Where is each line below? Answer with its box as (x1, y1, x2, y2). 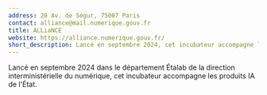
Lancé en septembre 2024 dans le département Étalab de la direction (8, 63, 236, 72)
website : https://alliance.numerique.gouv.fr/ (8, 33, 165, 42)
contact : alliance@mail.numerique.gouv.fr (8, 19, 151, 27)
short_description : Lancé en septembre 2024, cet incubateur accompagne (8, 41, 254, 49)
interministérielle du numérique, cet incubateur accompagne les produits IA (8, 71, 256, 81)
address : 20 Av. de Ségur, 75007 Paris (8, 11, 141, 20)
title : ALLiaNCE (8, 26, 62, 34)
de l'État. (8, 80, 37, 89)
